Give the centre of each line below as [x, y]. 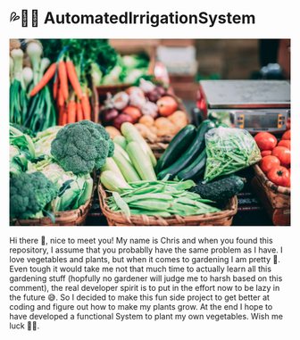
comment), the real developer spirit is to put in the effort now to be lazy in [145, 287]
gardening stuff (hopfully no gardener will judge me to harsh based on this [146, 278]
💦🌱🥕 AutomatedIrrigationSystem [133, 18]
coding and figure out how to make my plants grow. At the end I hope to [141, 306]
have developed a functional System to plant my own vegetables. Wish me [146, 316]
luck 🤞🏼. [25, 326]
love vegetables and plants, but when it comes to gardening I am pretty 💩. [145, 259]
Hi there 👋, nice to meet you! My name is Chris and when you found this [142, 240]
